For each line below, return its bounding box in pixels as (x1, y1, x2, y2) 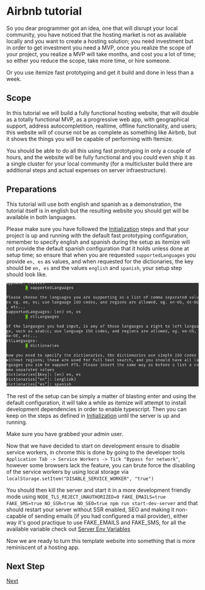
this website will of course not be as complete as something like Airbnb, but (6, 128, 196, 136)
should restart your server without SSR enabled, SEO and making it (6, 506, 175, 513)
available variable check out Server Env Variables (6, 525, 131, 533)
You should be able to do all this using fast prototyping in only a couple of (6, 147, 192, 154)
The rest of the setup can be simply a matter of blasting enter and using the (6, 392, 196, 399)
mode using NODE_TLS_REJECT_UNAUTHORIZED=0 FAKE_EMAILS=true (6, 493, 166, 500)
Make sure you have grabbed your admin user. (6, 430, 124, 437)
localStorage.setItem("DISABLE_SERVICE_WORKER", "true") (6, 475, 154, 482)
